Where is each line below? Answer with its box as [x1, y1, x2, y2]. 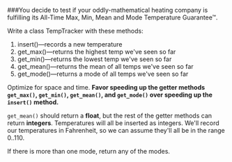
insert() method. [7, 98, 59, 106]
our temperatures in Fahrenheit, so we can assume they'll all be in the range [7, 127, 225, 134]
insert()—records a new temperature [17, 40, 123, 48]
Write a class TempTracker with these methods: [7, 27, 144, 35]
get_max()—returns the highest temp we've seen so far [17, 48, 176, 56]
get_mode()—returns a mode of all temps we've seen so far [17, 70, 189, 78]
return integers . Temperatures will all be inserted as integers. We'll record [7, 119, 219, 127]
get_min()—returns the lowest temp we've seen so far [17, 55, 172, 63]
